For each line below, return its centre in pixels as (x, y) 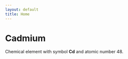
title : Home (17, 14)
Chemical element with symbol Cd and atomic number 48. (64, 52)
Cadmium (25, 38)
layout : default (22, 10)
